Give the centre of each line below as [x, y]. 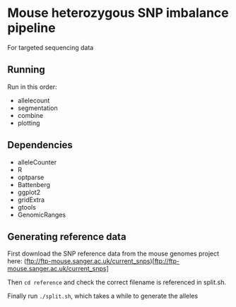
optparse [31, 177]
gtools [27, 207]
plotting [29, 123]
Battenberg [34, 184]
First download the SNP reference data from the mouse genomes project [113, 254]
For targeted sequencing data [51, 47]
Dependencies [40, 145]
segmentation [37, 108]
